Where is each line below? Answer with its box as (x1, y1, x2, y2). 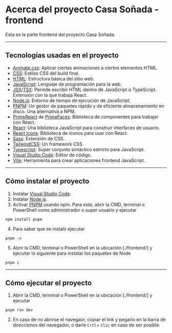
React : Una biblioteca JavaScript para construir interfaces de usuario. (12, 124, 160, 131)
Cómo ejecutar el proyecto (5, 278, 92, 287)
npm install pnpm (5, 217, 42, 222)
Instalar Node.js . (12, 196, 48, 202)
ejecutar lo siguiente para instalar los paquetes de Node (12, 250, 131, 256)
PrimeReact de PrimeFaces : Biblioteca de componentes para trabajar (12, 114, 159, 120)
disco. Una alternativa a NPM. (12, 108, 76, 114)
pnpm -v (5, 236, 22, 241)
